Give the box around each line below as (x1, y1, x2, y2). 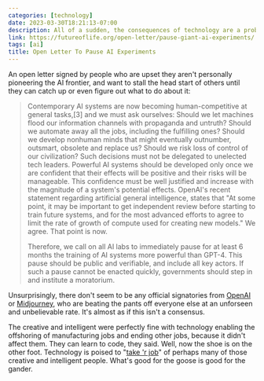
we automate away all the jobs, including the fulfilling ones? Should (27, 126, 245, 136)
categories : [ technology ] (8, 11, 93, 20)
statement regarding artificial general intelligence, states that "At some (27, 193, 256, 203)
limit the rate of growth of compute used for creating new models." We (27, 218, 256, 228)
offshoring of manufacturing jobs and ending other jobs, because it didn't (8, 331, 246, 340)
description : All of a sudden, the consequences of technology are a (8, 26, 241, 34)
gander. (8, 365, 33, 373)
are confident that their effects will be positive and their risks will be (27, 168, 247, 178)
